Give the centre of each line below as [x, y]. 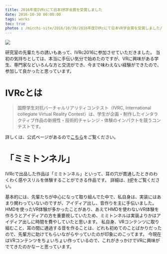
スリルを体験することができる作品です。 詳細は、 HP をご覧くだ [91, 180]
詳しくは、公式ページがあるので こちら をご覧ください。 [62, 137]
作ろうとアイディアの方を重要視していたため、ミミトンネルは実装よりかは [81, 215]
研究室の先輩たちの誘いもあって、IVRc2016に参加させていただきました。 [80, 52]
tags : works [17, 19]
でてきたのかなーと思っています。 [40, 247]
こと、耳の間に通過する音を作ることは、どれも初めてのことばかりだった [88, 228]
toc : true [15, 24]
